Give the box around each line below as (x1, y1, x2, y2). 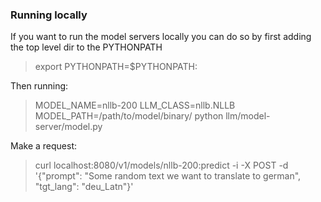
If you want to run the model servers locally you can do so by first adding (10, 31, 312, 43)
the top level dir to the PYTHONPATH (10, 41, 163, 53)
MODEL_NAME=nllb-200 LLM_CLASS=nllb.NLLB (34, 99, 236, 112)
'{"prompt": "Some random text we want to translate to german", (34, 170, 302, 182)
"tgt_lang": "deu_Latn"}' (34, 181, 134, 193)
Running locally (10, 8, 88, 22)
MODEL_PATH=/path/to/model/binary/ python (34, 110, 224, 122)
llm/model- (225, 110, 271, 122)
